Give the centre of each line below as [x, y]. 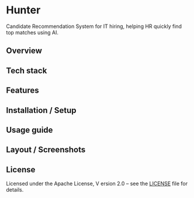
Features [22, 91]
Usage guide [30, 130]
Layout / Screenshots [46, 150]
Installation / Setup [41, 110]
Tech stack [27, 70]
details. [15, 190]
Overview [24, 51]
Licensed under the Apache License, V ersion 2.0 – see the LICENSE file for [97, 183]
